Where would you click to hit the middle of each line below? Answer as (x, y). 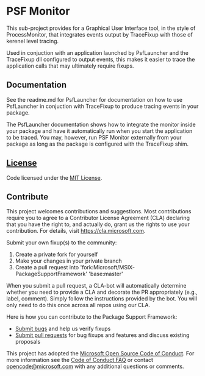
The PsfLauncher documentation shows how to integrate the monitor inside (101, 124)
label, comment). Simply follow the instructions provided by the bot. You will (102, 299)
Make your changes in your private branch (68, 261)
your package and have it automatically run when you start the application (99, 131)
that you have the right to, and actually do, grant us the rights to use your (98, 224)
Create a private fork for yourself (56, 255)
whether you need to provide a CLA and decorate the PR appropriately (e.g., (102, 292)
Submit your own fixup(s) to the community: (62, 243)
